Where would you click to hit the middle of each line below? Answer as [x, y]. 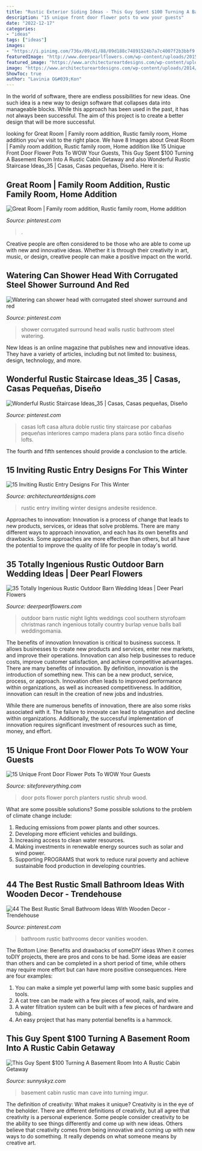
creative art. [21, 1143]
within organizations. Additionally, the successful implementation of [90, 718]
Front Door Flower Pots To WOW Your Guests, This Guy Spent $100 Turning [100, 153]
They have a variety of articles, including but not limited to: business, [92, 354]
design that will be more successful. [51, 122]
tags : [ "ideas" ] [26, 40]
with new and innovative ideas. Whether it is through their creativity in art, [98, 250]
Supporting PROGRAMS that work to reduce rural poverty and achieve [102, 859]
